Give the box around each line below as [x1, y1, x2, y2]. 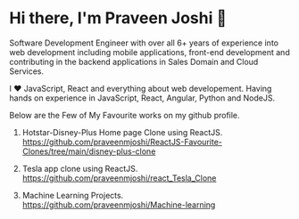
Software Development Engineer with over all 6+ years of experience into [9, 37, 279, 48]
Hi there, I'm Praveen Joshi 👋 [9, 8, 228, 28]
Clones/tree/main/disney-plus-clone [21, 146, 156, 157]
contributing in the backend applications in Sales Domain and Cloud [9, 56, 259, 67]
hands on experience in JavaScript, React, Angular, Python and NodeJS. [9, 93, 276, 103]
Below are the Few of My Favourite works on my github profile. [9, 109, 240, 120]
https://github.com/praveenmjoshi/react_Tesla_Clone [21, 173, 217, 183]
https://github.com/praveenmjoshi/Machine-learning [21, 199, 216, 210]
